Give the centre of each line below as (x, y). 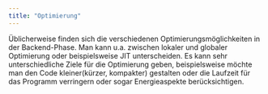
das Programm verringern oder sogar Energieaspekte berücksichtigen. (126, 81)
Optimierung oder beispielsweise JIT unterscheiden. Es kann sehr (118, 55)
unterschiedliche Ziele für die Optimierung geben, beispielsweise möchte (130, 64)
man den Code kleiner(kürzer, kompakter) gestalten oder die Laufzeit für (130, 72)
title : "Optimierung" (45, 16)
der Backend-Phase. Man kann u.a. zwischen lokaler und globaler (118, 47)
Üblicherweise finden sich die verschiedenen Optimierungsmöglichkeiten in (134, 39)
